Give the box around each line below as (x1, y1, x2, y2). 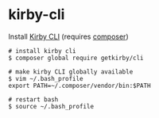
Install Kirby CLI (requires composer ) (8, 32, 129, 41)
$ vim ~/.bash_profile (8, 74, 83, 82)
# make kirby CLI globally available (8, 67, 134, 76)
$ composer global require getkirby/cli (8, 54, 145, 62)
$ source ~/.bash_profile (8, 102, 94, 110)
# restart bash (8, 95, 59, 104)
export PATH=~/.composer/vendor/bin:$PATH (8, 82, 151, 89)
